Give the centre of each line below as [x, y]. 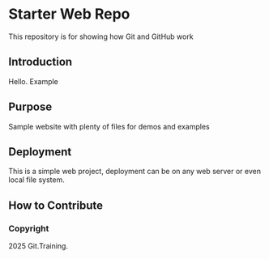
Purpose [30, 107]
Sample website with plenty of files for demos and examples [109, 126]
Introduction [41, 62]
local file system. [36, 180]
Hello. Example [34, 81]
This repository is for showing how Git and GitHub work [101, 36]
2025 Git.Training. [38, 246]
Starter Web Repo [69, 14]
